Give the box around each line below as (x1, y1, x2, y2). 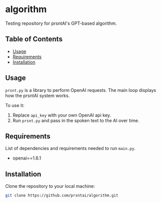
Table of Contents (5, 35, 63, 43)
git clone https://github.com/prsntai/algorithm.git (5, 193, 119, 198)
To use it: (5, 102, 25, 108)
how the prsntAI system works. (5, 92, 70, 98)
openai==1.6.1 (12, 155, 41, 161)
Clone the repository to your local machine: (5, 183, 95, 189)
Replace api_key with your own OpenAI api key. (12, 112, 112, 118)
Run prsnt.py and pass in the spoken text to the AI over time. (12, 117, 140, 123)
